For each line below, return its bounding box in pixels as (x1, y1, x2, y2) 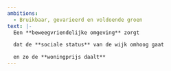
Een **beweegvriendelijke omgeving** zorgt (13, 29, 139, 36)
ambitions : (7, 10, 38, 17)
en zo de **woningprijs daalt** (13, 54, 106, 61)
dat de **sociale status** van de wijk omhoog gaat (13, 42, 165, 48)
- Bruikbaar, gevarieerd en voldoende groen (13, 16, 143, 23)
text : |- (7, 23, 32, 29)
